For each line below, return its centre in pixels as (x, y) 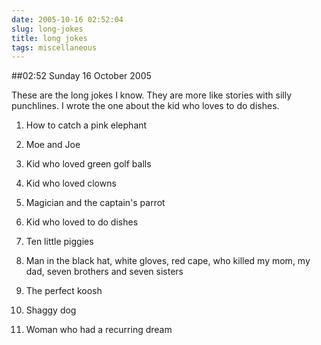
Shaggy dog (51, 310)
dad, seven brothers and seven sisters (104, 272)
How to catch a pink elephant (86, 125)
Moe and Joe (53, 145)
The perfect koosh (64, 291)
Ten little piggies (59, 242)
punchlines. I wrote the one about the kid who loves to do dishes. (145, 106)
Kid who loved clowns (71, 183)
